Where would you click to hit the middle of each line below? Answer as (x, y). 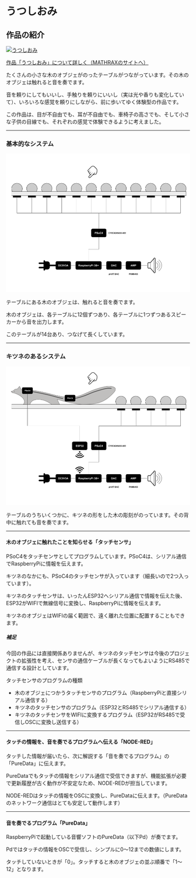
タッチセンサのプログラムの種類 (44, 680)
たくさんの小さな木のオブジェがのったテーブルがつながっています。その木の (98, 75)
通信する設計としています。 (39, 668)
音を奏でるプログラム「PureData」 (48, 823)
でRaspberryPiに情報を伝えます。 (46, 563)
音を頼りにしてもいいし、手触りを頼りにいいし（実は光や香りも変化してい (95, 95)
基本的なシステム (30, 143)
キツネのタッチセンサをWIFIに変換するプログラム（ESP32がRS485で (97, 715)
